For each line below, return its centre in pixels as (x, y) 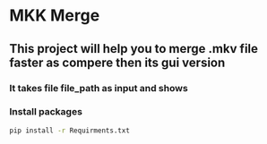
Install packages (46, 112)
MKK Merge (55, 16)
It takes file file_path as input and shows (99, 88)
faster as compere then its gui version (117, 62)
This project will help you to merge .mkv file (133, 49)
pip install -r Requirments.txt (69, 131)
